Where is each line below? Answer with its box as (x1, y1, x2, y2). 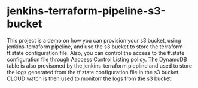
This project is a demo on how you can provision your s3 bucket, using (7, 37, 181, 44)
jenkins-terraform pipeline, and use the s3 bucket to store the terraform (7, 43, 183, 50)
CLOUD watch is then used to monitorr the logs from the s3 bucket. (7, 75, 173, 82)
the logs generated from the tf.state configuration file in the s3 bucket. (7, 68, 180, 75)
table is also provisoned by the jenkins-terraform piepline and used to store (7, 62, 193, 69)
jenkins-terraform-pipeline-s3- (7, 4, 166, 18)
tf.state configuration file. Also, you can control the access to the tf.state (7, 49, 185, 56)
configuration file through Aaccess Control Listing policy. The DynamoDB (7, 56, 187, 63)
